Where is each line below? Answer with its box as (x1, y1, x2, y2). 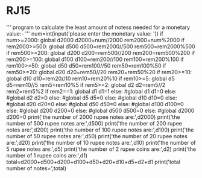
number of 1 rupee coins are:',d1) (6, 151, 88, 159)
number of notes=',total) (6, 164, 67, 172)
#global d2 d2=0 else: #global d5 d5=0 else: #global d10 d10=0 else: (6, 94, 177, 101)
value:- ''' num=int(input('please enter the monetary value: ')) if (6, 30, 164, 37)
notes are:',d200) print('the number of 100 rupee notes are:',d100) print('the (6, 126, 194, 133)
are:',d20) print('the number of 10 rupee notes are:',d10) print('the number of (6, 139, 196, 146)
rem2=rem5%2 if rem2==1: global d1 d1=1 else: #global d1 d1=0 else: (6, 87, 177, 95)
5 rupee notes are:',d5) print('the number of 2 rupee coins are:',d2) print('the (6, 145, 197, 153)
